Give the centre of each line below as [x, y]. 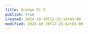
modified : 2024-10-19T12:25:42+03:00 [44, 24]
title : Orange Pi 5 [25, 10]
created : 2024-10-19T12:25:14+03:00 [43, 19]
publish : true [20, 14]
